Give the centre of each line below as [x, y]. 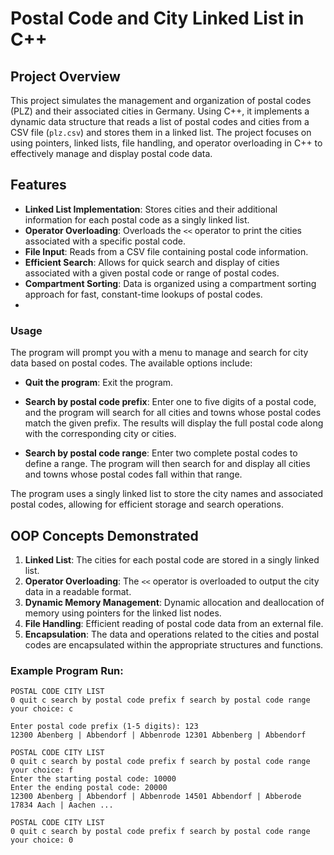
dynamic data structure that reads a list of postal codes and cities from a [160, 121]
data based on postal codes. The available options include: [131, 363]
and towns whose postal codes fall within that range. [133, 474]
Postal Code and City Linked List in [157, 18]
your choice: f [42, 770]
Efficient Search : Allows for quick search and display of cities [152, 262]
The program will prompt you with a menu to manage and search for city [159, 353]
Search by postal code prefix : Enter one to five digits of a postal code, [170, 402]
